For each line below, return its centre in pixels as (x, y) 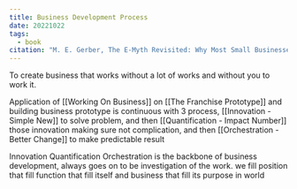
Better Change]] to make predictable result (87, 140)
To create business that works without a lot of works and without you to (140, 75)
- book (29, 42)
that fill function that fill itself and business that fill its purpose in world (137, 175)
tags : (19, 34)
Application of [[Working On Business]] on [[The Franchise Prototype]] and (146, 102)
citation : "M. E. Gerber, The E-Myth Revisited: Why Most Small (130, 50)
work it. (23, 85)
